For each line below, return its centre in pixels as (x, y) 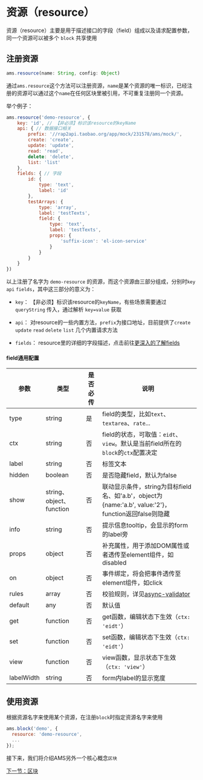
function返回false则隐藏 (136, 514)
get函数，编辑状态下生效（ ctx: (147, 617)
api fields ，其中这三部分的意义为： (51, 289)
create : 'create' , (51, 140)
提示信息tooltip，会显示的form (145, 525)
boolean (57, 475)
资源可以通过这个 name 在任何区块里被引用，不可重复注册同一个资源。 (101, 93)
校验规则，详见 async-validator (146, 594)
